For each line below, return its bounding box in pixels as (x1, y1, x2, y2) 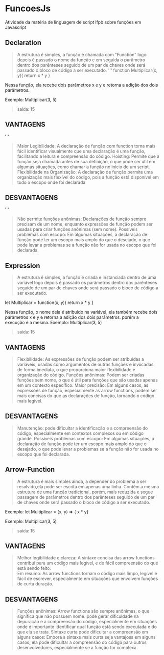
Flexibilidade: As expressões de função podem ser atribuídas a (17, 356, 144, 362)
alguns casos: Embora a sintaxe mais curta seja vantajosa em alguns (17, 634, 156, 640)
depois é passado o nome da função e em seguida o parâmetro (17, 57, 145, 63)
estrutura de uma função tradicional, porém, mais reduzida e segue (17, 489, 153, 495)
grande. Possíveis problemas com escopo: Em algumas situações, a (17, 435, 154, 441)
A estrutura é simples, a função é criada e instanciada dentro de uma (17, 275, 157, 280)
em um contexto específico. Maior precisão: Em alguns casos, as (17, 382, 148, 388)
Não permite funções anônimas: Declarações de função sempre (17, 216, 147, 222)
